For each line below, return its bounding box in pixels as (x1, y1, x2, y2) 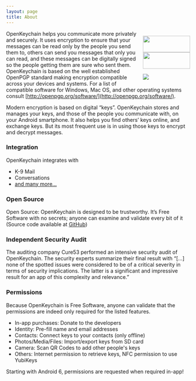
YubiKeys (14, 356, 37, 363)
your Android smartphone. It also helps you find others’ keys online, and (6, 116, 180, 123)
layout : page (6, 8, 38, 15)
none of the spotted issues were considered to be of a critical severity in (6, 261, 181, 268)
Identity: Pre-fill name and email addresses (14, 325, 118, 332)
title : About (6, 14, 38, 20)
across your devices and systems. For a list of (6, 80, 117, 87)
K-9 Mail (14, 168, 35, 175)
